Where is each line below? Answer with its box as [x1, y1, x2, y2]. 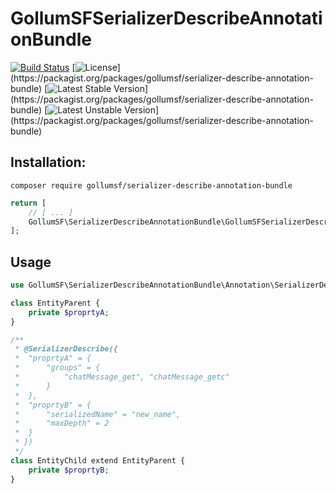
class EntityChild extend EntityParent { [10, 455, 186, 466]
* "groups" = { [14, 363, 101, 373]
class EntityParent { [10, 298, 101, 308]
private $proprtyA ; [28, 307, 110, 317]
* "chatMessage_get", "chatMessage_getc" [14, 372, 230, 382]
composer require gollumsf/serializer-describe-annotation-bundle [10, 180, 293, 191]
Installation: [10, 154, 87, 171]
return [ [10, 198, 47, 208]
